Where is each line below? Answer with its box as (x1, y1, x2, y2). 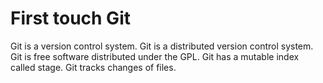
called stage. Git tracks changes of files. (10, 61, 177, 73)
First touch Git (10, 7, 131, 30)
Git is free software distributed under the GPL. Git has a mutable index (10, 50, 300, 62)
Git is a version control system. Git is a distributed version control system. (10, 40, 314, 52)
